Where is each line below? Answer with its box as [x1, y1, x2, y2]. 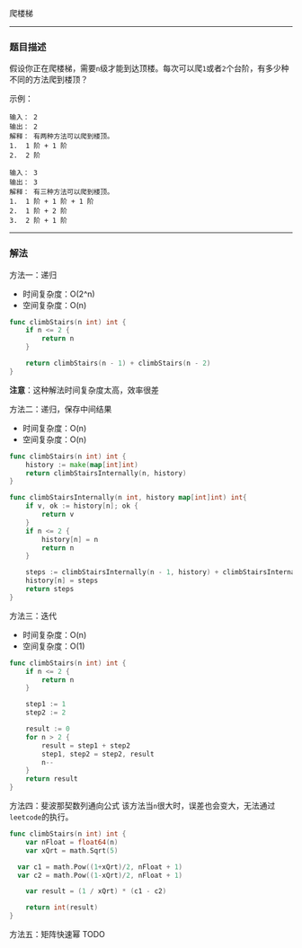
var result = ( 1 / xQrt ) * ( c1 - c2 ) [25, 887, 167, 896]
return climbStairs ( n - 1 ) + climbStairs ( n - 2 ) [25, 359, 211, 368]
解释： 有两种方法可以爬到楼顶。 [9, 132, 114, 141]
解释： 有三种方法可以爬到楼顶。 [9, 188, 114, 197]
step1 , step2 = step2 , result [41, 749, 155, 758]
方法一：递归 [9, 269, 57, 280]
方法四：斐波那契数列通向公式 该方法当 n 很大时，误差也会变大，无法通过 [9, 801, 276, 811]
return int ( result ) [25, 903, 99, 912]
